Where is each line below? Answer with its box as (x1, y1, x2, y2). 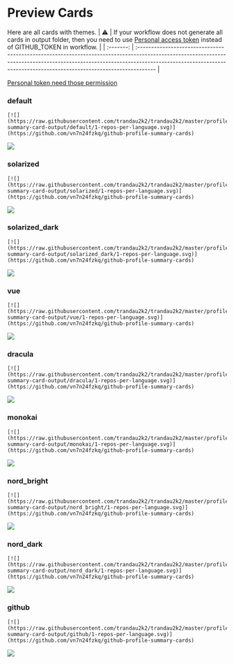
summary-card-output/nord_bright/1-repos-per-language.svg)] (7, 504, 189, 511)
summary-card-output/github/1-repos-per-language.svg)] (7, 631, 173, 637)
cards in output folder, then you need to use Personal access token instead (7, 35, 222, 43)
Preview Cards (7, 5, 94, 21)
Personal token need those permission (7, 78, 118, 86)
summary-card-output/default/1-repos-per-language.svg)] (7, 124, 176, 131)
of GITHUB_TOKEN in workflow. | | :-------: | (7, 43, 134, 51)
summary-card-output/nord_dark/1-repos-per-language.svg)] (7, 567, 182, 575)
